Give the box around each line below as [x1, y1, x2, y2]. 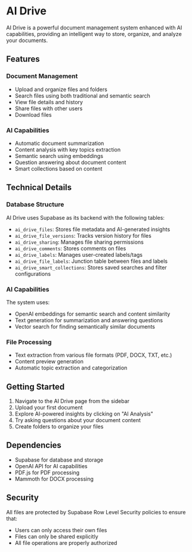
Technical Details [6, 183, 72, 193]
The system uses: [6, 298, 50, 306]
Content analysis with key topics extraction [14, 145, 121, 153]
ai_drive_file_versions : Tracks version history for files [14, 232, 152, 239]
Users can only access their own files [14, 526, 107, 533]
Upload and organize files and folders [14, 86, 107, 93]
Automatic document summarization [14, 139, 104, 147]
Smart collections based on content [14, 165, 103, 172]
